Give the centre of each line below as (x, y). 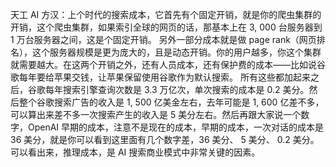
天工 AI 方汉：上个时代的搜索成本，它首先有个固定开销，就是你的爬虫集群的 (166, 14)
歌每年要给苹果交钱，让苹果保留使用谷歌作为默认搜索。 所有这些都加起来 (160, 77)
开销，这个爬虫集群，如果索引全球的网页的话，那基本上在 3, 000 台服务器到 (166, 27)
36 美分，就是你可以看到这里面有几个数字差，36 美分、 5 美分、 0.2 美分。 (165, 139)
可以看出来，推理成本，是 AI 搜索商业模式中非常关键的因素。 (135, 152)
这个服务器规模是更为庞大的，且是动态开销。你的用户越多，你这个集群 (176, 52)
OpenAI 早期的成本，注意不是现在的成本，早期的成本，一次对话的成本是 (176, 127)
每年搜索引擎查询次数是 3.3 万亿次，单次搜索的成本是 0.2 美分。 (177, 89)
